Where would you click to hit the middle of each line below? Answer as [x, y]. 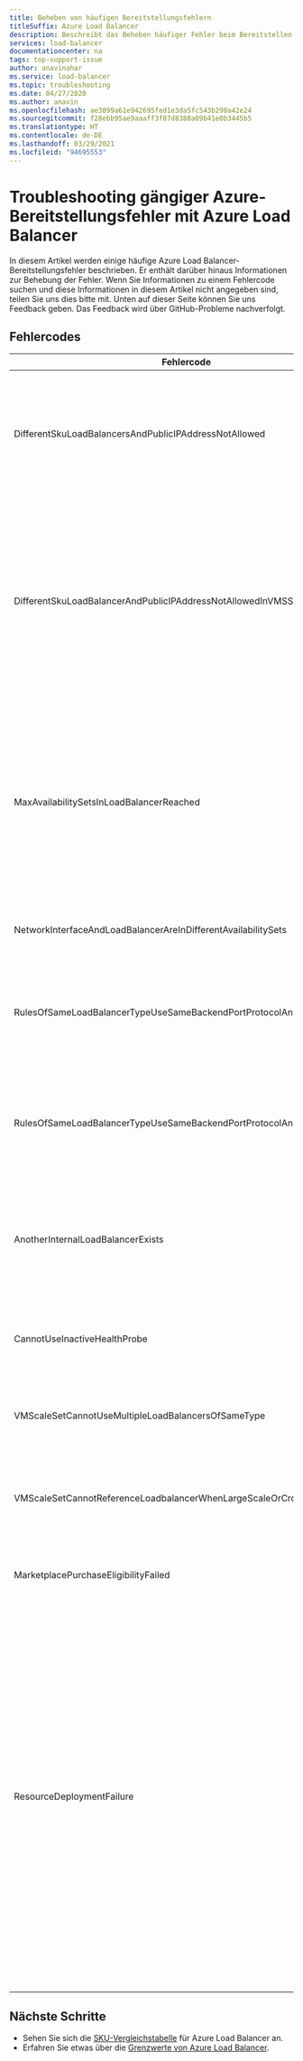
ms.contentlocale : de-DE [56, 136]
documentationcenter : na [56, 52]
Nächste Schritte [58, 2016]
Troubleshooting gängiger [109, 197]
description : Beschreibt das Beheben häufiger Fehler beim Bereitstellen [151, 34]
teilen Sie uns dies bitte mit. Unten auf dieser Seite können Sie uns [133, 298]
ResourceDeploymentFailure [74, 1797]
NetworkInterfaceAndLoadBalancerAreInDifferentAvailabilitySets [150, 930]
